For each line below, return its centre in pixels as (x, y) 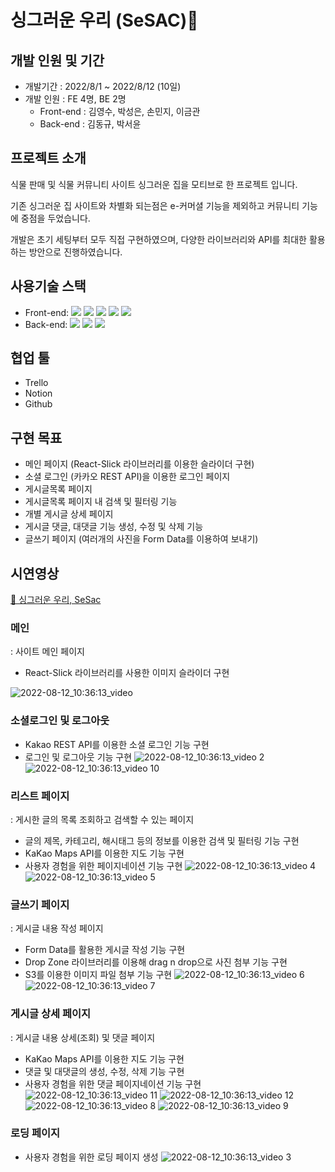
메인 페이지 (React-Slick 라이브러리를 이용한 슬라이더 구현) (139, 464)
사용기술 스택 (48, 286)
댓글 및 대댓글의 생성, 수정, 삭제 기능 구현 (104, 1071)
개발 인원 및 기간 (57, 60)
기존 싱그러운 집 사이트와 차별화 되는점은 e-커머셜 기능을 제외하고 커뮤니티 (155, 205)
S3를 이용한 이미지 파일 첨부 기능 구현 (98, 975)
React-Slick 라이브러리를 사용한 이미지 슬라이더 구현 (127, 673)
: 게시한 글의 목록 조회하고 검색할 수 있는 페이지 (102, 819)
